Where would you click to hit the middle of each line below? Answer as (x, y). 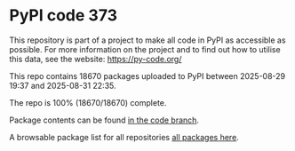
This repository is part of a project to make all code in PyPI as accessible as (147, 40)
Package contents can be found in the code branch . (104, 120)
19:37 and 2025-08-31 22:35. (63, 85)
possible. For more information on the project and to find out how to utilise (145, 49)
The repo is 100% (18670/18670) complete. (88, 102)
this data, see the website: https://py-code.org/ (96, 59)
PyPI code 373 (64, 16)
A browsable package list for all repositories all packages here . (124, 137)
